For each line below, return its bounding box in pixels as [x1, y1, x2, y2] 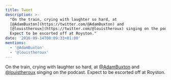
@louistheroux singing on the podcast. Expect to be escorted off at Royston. [5, 69, 165, 75]
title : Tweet [5, 7, 33, 13]
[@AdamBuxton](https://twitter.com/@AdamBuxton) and [10, 21, 124, 27]
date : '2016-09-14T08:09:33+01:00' [5, 36, 81, 41]
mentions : [5, 41, 26, 46]
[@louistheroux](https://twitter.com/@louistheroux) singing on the [10, 26, 158, 31]
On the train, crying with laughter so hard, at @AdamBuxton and [5, 64, 140, 70]
